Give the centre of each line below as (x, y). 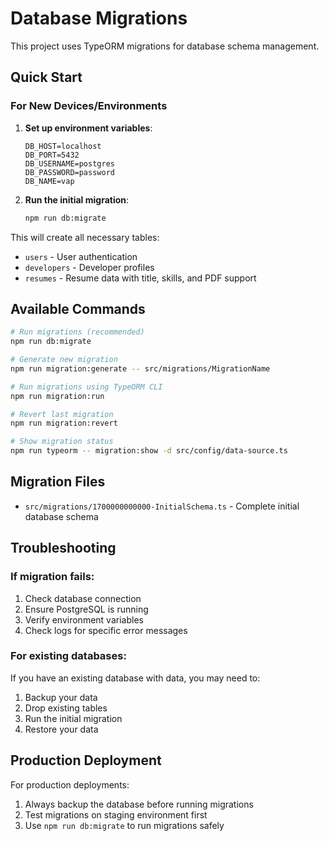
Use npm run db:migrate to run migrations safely (124, 825)
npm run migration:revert (64, 423)
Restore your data (61, 729)
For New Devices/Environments (89, 106)
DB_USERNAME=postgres (69, 163)
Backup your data (61, 697)
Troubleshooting (63, 548)
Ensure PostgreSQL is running (86, 609)
